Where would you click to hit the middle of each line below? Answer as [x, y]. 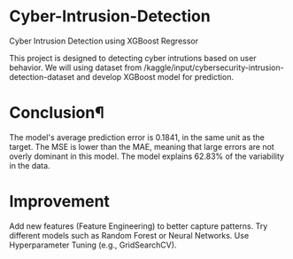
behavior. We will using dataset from [76, 67]
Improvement [60, 202]
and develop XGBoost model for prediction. [155, 76]
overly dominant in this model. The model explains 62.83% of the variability [147, 156]
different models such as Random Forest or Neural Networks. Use [129, 235]
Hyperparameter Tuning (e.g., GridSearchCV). [93, 245]
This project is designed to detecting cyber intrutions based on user [133, 58]
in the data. [30, 165]
